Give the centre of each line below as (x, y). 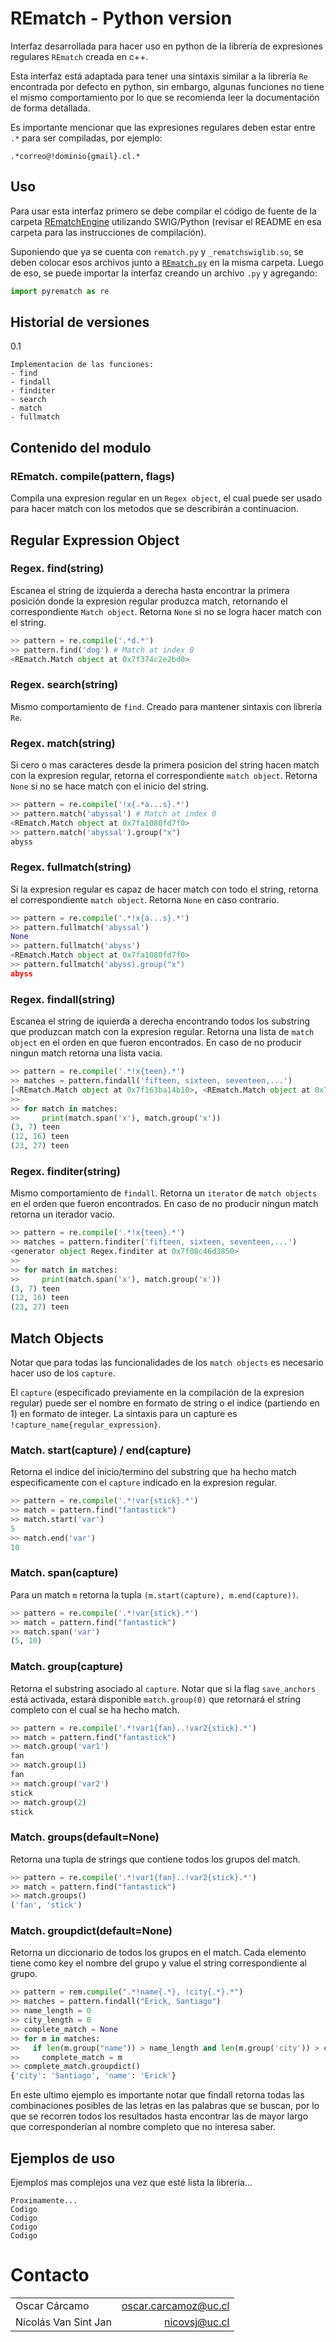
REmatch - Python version (121, 18)
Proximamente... (44, 2201)
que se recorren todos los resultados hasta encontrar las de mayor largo (159, 2116)
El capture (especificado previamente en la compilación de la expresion (157, 1392)
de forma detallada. (50, 108)
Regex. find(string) (57, 569)
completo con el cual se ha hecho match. (95, 1709)
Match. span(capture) (64, 1573)
